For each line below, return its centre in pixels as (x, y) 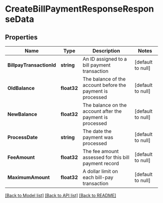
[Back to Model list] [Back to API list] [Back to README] (61, 195)
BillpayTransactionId (32, 65)
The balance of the (104, 79)
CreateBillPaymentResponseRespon (80, 9)
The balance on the (105, 105)
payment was (98, 137)
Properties (21, 37)
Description (106, 51)
